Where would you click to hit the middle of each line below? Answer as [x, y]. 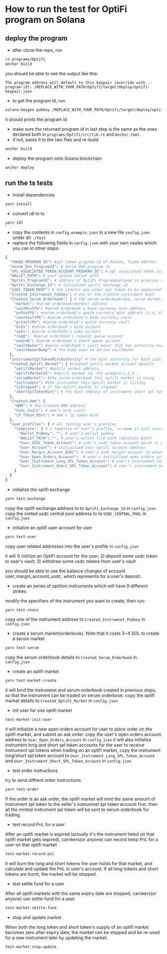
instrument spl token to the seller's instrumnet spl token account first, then [81, 804]
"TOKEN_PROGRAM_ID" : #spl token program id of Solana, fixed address [83, 262]
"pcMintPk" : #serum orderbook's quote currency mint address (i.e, [85, 313]
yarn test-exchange [25, 498]
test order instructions [35, 771]
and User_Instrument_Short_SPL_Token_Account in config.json [68, 761]
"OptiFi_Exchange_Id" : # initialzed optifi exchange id [69, 285]
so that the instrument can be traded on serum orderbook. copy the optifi [80, 696]
